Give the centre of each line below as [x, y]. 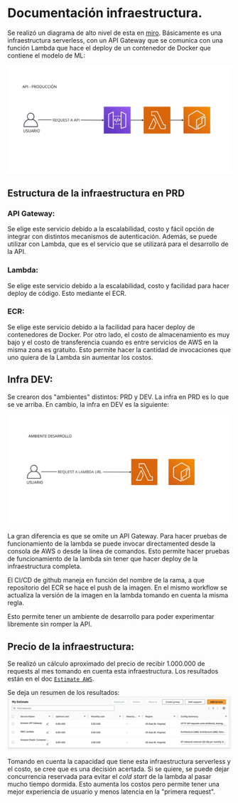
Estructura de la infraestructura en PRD [96, 193]
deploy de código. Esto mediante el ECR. [67, 293]
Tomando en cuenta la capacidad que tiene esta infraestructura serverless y [119, 762]
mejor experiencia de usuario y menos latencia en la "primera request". [111, 792]
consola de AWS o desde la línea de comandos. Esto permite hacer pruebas [118, 551]
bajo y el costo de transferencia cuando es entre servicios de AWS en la [113, 342]
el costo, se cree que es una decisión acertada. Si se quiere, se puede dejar [118, 769]
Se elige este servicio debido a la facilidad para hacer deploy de [101, 327]
